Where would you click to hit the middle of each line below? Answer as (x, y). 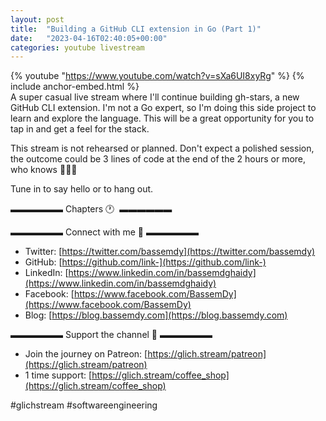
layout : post (37, 19)
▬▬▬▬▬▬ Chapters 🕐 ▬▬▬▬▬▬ (91, 209)
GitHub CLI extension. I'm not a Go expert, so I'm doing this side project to (163, 108)
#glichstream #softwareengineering (84, 405)
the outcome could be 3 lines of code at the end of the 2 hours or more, (158, 159)
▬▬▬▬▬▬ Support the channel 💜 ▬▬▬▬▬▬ (111, 335)
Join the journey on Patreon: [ (86, 354)
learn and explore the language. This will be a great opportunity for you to (162, 118)
